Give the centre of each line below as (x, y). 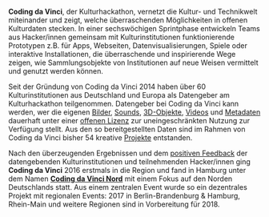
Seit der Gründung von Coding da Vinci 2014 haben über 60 (107, 86)
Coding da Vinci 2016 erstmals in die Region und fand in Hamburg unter (127, 170)
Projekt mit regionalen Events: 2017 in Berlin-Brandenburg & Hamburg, (124, 196)
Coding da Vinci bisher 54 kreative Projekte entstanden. (100, 138)
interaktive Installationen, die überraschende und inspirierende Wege (122, 54)
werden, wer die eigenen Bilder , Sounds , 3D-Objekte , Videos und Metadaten (134, 112)
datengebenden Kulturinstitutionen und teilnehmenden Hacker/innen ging (129, 162)
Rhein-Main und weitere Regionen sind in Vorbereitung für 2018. (114, 204)
